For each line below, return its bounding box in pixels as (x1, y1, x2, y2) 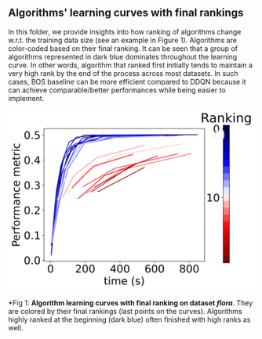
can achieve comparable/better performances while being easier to (8, 85, 226, 95)
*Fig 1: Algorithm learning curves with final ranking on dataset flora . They (8, 298, 253, 308)
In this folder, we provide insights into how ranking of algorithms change (8, 27, 242, 36)
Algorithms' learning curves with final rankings (8, 6, 244, 20)
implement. (8, 93, 45, 103)
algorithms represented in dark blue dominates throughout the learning (8, 52, 238, 61)
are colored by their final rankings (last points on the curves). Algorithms (8, 306, 242, 316)
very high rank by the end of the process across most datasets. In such (8, 68, 238, 78)
